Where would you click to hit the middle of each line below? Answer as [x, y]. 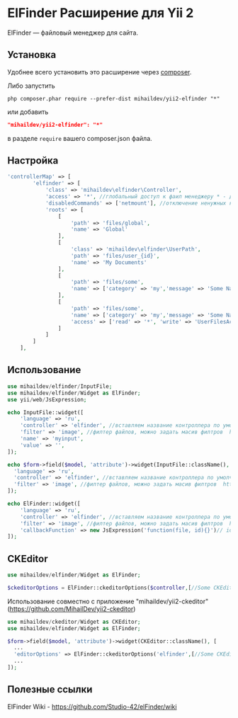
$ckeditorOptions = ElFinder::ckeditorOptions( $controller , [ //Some [109, 588]
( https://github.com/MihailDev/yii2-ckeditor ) [72, 609]
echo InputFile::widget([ [45, 412]
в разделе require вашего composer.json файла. [80, 138]
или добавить [28, 112]
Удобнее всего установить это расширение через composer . [100, 72]
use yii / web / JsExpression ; [47, 399]
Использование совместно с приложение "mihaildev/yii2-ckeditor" [108, 601]
